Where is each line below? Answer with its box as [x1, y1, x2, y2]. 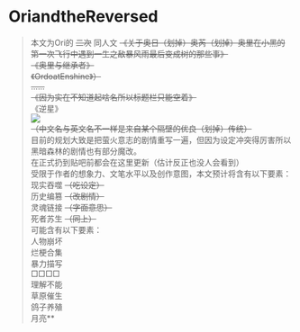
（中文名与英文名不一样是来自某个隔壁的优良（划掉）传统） [30, 123, 252, 134]
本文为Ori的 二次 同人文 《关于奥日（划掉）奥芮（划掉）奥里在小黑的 [30, 37, 286, 48]
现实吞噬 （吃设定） [30, 179, 105, 190]
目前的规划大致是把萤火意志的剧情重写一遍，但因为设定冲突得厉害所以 [30, 134, 292, 145]
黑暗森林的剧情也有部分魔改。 [30, 146, 141, 157]
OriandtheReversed [8, 6, 159, 27]
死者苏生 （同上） [30, 213, 96, 224]
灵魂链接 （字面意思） [30, 202, 113, 212]
